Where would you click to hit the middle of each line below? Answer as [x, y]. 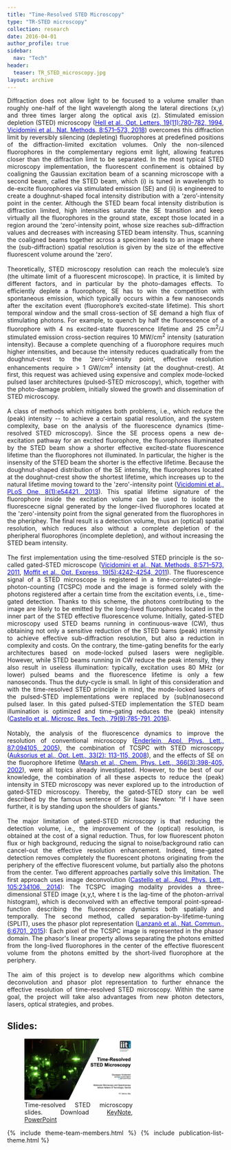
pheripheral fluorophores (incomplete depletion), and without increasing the [115, 536]
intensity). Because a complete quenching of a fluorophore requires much [115, 344]
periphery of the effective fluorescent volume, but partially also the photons [115, 865]
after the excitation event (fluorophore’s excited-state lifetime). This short [115, 305]
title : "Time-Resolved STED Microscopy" [66, 14]
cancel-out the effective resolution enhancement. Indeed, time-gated [115, 850]
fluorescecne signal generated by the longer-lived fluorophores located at [115, 506]
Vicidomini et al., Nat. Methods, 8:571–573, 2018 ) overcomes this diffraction [115, 130]
